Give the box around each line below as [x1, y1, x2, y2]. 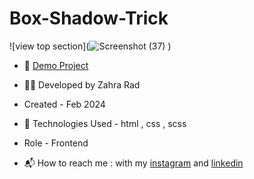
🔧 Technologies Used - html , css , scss [23, 117, 187, 129]
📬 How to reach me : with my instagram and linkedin [23, 157, 244, 169]
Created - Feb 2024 [23, 98, 106, 110]
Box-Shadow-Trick [9, 7, 169, 30]
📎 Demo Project [23, 59, 89, 71]
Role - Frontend [23, 137, 89, 149]
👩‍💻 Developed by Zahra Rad [23, 78, 141, 91]
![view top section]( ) [9, 40, 172, 52]
